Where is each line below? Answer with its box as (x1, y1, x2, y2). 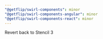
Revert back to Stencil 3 (4, 30, 53, 36)
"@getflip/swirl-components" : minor (4, 7, 80, 12)
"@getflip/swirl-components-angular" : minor (4, 12, 98, 17)
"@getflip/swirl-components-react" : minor (4, 16, 94, 21)
